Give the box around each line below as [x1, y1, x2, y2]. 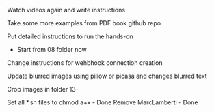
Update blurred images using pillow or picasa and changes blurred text [7, 72, 207, 80]
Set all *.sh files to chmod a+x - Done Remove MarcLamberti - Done [7, 98, 198, 107]
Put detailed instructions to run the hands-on [7, 32, 133, 40]
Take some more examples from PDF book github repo [7, 19, 161, 27]
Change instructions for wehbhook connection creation [7, 59, 163, 67]
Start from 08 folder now [16, 46, 87, 53]
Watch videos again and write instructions [7, 6, 125, 14]
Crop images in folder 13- [7, 85, 79, 93]
